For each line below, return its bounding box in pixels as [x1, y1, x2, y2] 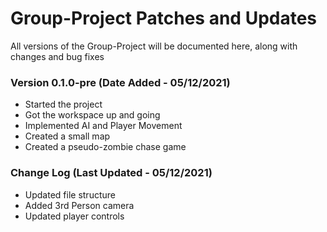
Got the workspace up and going [24, 109, 161, 121]
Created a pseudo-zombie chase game [24, 141, 187, 153]
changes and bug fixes [10, 50, 105, 62]
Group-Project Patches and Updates [10, 7, 318, 30]
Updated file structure [24, 188, 116, 201]
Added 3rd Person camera [24, 199, 135, 211]
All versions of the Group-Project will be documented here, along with [10, 40, 298, 52]
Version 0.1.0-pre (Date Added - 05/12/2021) [10, 75, 231, 89]
